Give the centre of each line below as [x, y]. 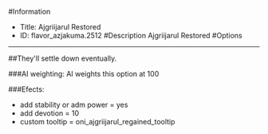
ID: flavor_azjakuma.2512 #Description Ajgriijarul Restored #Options [131, 35]
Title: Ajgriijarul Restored [60, 27]
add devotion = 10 [49, 113]
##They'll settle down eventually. [63, 58]
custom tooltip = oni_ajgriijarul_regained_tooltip [97, 122]
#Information [30, 12]
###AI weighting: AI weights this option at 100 [84, 74]
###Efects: [26, 89]
